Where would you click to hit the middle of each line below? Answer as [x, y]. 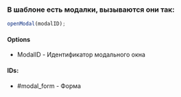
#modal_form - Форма [49, 86]
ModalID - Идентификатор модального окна [81, 55]
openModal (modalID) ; [37, 24]
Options [19, 39]
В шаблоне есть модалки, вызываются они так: [91, 10]
